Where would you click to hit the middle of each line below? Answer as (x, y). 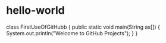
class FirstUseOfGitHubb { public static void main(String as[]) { (83, 27)
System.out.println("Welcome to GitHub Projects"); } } (72, 33)
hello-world (36, 10)
